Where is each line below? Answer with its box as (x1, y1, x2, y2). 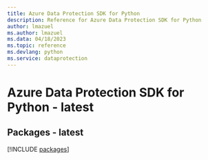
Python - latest (7, 99, 94, 114)
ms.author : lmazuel (7, 29, 63, 37)
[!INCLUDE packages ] (7, 145, 70, 153)
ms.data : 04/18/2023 (7, 36, 67, 43)
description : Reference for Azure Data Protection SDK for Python (7, 17, 202, 23)
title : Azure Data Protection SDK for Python (7, 10, 140, 17)
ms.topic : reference (7, 42, 67, 49)
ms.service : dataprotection (7, 55, 88, 62)
